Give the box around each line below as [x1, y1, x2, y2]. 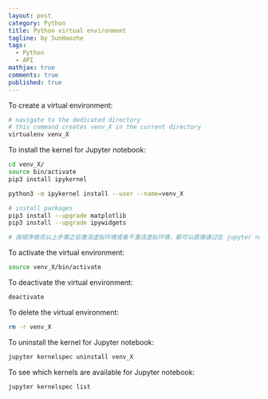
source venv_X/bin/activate [8, 263, 102, 271]
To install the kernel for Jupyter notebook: [8, 145, 146, 155]
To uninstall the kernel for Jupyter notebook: [8, 337, 155, 347]
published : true [8, 78, 62, 86]
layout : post [8, 11, 52, 20]
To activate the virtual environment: [8, 248, 125, 258]
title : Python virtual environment [8, 26, 127, 34]
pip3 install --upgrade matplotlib [8, 211, 127, 219]
